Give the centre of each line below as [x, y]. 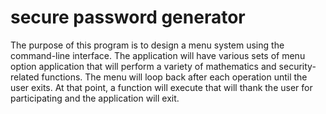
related [25, 77]
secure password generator [128, 17]
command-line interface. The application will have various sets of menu [158, 55]
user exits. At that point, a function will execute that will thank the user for [161, 87]
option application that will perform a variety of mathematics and [143, 66]
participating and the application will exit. [95, 98]
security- [297, 66]
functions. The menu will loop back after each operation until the [174, 77]
